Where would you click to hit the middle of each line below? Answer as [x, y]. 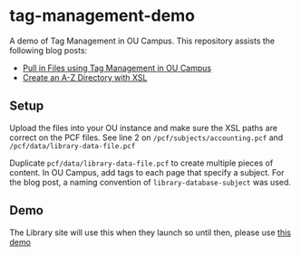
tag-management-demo [102, 16]
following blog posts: [49, 50]
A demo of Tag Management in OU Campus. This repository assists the [142, 41]
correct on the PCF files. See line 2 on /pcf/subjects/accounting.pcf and [146, 137]
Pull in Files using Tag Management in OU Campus [117, 68]
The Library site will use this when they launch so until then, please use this [150, 232]
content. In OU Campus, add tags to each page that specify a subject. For [147, 172]
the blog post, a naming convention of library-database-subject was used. [150, 182]
